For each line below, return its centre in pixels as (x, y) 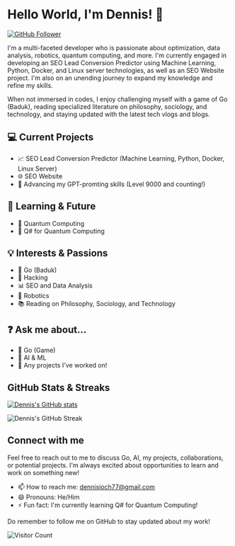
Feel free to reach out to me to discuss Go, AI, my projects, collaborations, (116, 457)
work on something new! (44, 472)
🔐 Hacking (33, 278)
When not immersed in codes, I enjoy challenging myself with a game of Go (117, 99)
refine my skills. (30, 85)
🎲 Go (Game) (36, 351)
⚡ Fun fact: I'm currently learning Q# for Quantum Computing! (108, 505)
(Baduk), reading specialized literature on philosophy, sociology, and (107, 106)
